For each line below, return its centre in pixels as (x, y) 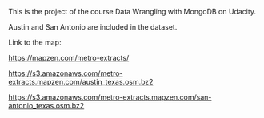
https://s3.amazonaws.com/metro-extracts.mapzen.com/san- (110, 97)
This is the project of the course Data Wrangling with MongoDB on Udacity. (132, 12)
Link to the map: (35, 42)
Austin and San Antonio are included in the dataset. (93, 27)
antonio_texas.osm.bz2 (46, 106)
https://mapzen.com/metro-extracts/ (69, 58)
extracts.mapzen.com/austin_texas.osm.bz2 (81, 82)
